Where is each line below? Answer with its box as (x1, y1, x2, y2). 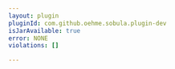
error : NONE (8, 34, 48, 43)
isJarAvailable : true (8, 26, 81, 34)
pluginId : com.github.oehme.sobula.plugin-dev (8, 19, 167, 27)
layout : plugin (8, 11, 59, 20)
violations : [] (8, 42, 59, 50)
